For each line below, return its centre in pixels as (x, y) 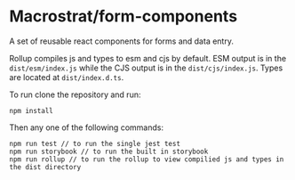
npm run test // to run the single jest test (95, 143)
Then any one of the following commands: (87, 127)
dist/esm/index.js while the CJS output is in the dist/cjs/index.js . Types (146, 68)
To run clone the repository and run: (75, 94)
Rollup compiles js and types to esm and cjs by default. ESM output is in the (148, 58)
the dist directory (45, 167)
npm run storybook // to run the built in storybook (109, 151)
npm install (31, 110)
